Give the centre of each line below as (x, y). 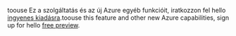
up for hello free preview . (44, 25)
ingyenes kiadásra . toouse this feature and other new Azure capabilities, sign (118, 18)
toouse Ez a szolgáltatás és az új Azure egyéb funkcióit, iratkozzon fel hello (117, 10)
